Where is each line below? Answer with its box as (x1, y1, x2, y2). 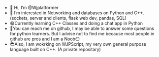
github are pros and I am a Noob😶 (9, 36, 80, 42)
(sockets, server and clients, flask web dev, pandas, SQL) (9, 15, 127, 21)
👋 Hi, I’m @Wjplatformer (9, 5, 59, 10)
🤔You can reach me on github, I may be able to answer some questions (9, 26, 154, 31)
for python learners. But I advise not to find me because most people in (9, 31, 155, 36)
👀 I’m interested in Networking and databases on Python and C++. (9, 10, 144, 16)
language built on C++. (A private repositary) (9, 47, 101, 52)
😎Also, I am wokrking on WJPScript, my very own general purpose (9, 41, 147, 47)
